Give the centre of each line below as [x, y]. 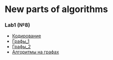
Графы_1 [21, 41]
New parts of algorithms [56, 9]
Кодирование [26, 36]
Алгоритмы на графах [35, 52]
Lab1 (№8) [18, 25]
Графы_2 [21, 47]
